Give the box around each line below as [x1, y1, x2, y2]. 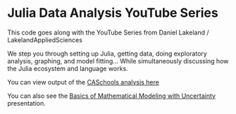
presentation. [7, 99, 46, 107]
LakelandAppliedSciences [7, 35, 83, 44]
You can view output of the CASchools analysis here [7, 77, 160, 86]
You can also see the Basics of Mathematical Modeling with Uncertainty [7, 91, 216, 100]
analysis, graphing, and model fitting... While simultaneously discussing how [7, 56, 229, 65]
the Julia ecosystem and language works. [7, 64, 128, 72]
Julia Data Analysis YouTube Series [7, 5, 218, 21]
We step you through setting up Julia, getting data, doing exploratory [7, 49, 208, 58]
